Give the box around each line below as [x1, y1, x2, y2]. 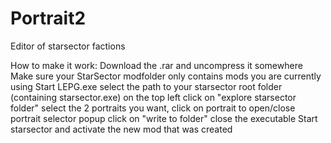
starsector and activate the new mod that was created [10, 123, 233, 135]
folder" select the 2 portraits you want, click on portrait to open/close [10, 102, 296, 114]
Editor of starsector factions [10, 40, 126, 52]
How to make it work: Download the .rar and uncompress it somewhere [10, 59, 303, 71]
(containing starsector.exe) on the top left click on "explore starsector [10, 91, 297, 103]
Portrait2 [10, 7, 87, 30]
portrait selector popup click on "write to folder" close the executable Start [10, 112, 318, 124]
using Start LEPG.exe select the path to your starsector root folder [10, 80, 283, 92]
